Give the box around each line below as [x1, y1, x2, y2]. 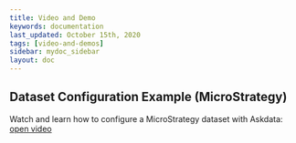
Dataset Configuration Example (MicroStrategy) [9, 89, 288, 105]
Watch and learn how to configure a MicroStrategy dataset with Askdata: [9, 113, 283, 124]
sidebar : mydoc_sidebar [9, 47, 100, 56]
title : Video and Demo [9, 13, 96, 23]
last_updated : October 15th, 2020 [9, 30, 142, 39]
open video [9, 123, 52, 134]
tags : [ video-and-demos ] [9, 38, 104, 48]
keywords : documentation [9, 22, 104, 31]
